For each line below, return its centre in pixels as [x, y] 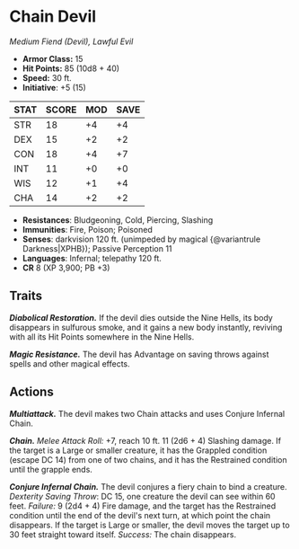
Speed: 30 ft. [47, 77]
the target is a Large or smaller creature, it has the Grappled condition [138, 450]
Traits [26, 296]
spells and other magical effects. [70, 363]
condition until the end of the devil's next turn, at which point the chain [140, 515]
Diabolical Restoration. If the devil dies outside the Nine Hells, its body [141, 317]
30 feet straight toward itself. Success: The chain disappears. [123, 534]
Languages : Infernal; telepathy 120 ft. [92, 258]
